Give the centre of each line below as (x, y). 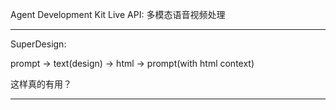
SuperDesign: (38, 44)
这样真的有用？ (41, 84)
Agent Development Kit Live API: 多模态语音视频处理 (118, 14)
